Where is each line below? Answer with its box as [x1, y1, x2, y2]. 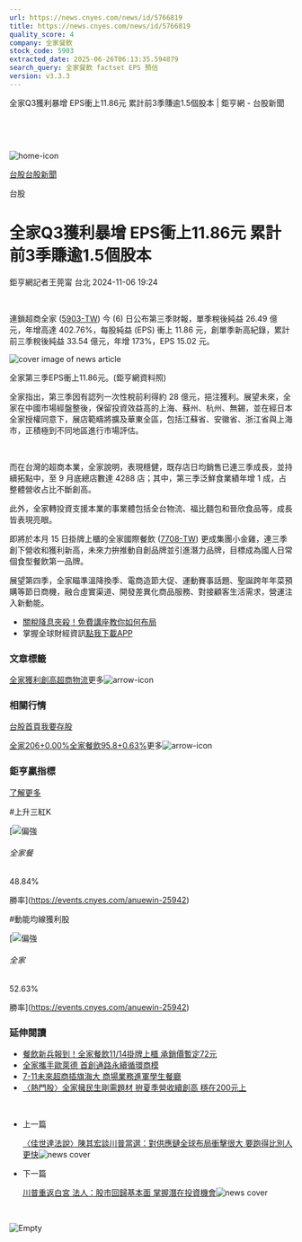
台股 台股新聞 [9, 168, 57, 180]
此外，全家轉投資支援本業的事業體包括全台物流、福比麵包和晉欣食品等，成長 [9, 502, 293, 513]
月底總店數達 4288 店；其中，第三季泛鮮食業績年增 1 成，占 [66, 473, 287, 483]
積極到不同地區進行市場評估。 [32, 424, 144, 436]
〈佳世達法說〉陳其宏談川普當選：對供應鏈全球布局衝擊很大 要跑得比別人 [22, 1138, 293, 1149]
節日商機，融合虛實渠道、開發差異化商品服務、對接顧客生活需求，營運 [24, 586, 285, 597]
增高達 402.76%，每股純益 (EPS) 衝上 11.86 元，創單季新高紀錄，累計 [32, 324, 290, 335]
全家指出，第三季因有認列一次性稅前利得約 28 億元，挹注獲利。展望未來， [9, 391, 284, 402]
